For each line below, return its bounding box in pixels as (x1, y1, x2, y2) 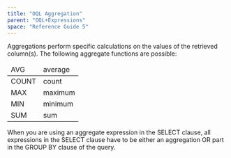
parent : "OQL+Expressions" (7, 17, 86, 24)
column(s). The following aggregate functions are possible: (7, 49, 177, 58)
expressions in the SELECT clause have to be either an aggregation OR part (7, 136, 225, 144)
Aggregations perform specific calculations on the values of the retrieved (7, 42, 218, 51)
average (43, 65, 70, 74)
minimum (43, 99, 73, 109)
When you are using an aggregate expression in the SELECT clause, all (7, 128, 211, 136)
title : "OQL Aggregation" (7, 10, 82, 17)
